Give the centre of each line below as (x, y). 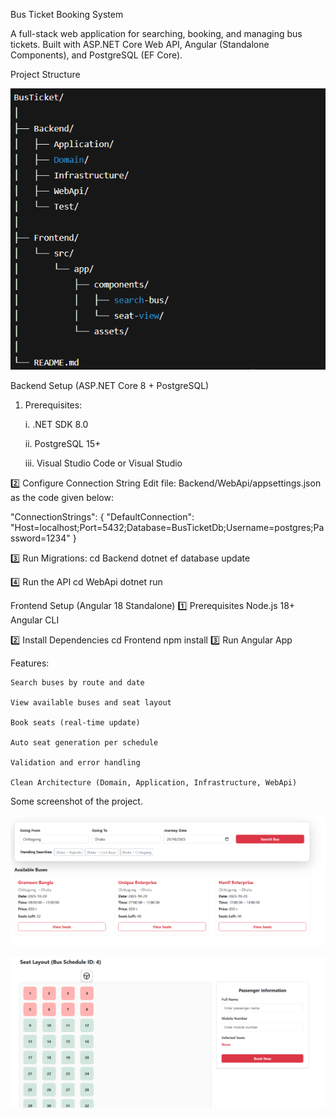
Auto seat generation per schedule (84, 742)
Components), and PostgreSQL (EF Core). (96, 55)
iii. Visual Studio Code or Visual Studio (103, 463)
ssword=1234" (40, 538)
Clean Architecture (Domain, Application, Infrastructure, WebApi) (154, 782)
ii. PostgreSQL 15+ (63, 443)
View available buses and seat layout (91, 702)
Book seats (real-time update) (75, 722)
